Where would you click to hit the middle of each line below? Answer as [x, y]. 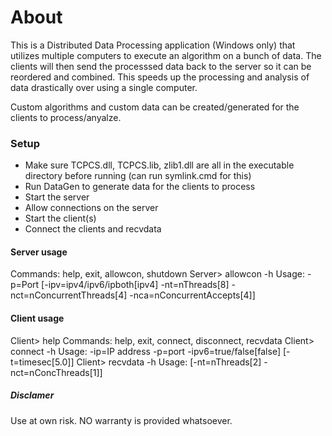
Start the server [57, 197]
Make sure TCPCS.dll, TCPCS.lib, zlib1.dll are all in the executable [159, 165]
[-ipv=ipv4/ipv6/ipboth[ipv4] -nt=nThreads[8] [135, 285]
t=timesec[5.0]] [42, 362]
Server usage [39, 252]
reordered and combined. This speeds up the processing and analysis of [160, 77]
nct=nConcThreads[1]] [56, 372]
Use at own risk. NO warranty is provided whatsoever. [121, 420]
